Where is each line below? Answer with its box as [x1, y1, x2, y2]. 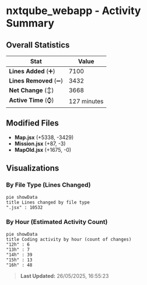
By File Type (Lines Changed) [6, 181, 91, 189]
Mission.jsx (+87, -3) [14, 140, 66, 147]
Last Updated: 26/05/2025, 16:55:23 [20, 272, 109, 279]
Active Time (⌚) [9, 96, 54, 104]
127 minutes [68, 97, 104, 105]
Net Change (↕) [9, 86, 54, 94]
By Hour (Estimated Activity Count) [6, 218, 108, 226]
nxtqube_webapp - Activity [6, 4, 141, 18]
